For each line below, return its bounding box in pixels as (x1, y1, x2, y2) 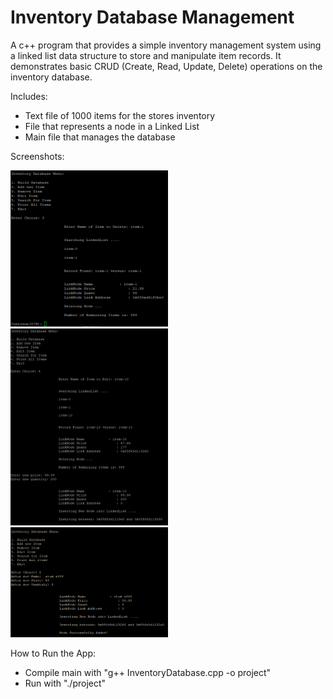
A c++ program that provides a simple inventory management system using (10, 39, 322, 51)
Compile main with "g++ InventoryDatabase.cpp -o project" (24, 666, 272, 678)
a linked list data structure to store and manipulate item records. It (10, 49, 282, 61)
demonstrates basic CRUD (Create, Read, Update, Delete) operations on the (10, 60, 323, 72)
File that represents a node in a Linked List (24, 120, 200, 132)
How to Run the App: (10, 647, 97, 659)
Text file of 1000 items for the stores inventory (24, 109, 216, 121)
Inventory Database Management (10, 6, 295, 29)
